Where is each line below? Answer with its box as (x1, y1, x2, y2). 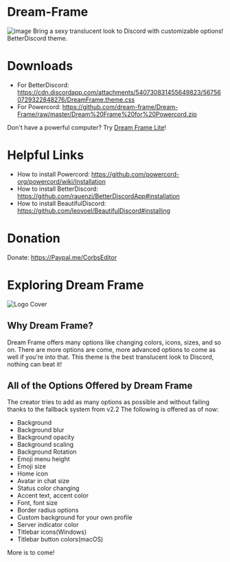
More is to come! (7, 548, 55, 557)
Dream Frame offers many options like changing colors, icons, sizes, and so (7, 338, 222, 347)
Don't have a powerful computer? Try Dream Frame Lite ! (7, 123, 167, 131)
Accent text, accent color (16, 491, 89, 500)
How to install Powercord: (16, 169, 91, 178)
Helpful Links (7, 148, 84, 163)
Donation (7, 231, 60, 246)
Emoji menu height (16, 455, 70, 463)
